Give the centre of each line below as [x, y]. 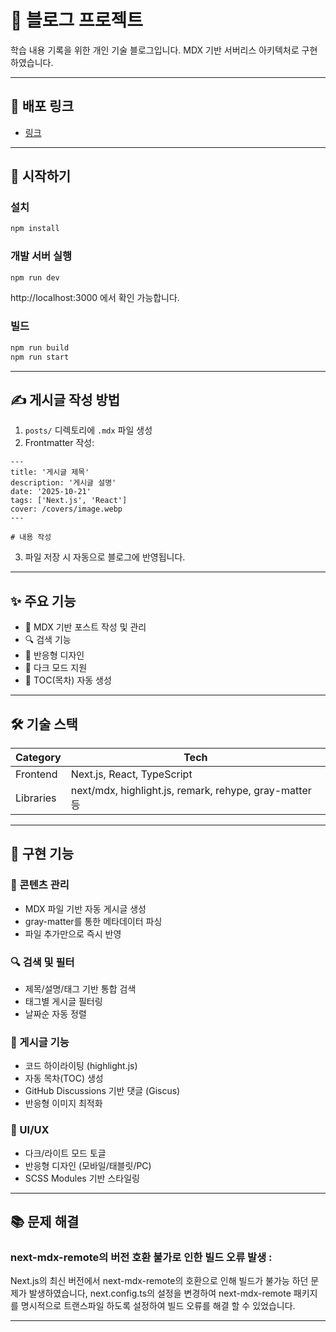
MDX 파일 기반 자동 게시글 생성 [85, 908]
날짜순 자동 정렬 [55, 1013]
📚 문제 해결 [45, 1221]
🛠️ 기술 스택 [44, 724]
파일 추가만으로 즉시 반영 [73, 933]
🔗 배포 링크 [42, 106]
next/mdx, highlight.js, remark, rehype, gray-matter [191, 790]
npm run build [40, 347]
